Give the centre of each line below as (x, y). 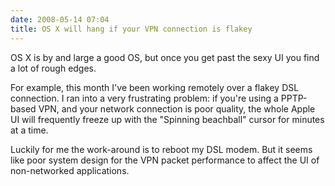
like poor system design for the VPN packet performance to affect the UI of (165, 160)
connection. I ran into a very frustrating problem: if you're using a (144, 98)
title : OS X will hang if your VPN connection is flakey (131, 29)
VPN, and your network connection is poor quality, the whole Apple (177, 108)
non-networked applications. (70, 170)
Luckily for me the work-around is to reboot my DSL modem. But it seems (161, 149)
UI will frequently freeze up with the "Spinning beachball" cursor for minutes (167, 119)
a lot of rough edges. (53, 68)
